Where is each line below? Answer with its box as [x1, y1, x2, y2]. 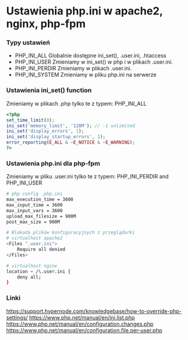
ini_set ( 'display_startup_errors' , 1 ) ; [6, 134, 106, 140]
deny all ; [17, 274, 42, 280]
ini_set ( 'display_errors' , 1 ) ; [6, 128, 84, 135]
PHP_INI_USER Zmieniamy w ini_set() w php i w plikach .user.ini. [14, 58, 173, 65]
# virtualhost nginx [6, 263, 58, 269]
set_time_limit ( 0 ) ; [6, 117, 55, 123]
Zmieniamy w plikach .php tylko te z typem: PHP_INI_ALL [6, 100, 147, 107]
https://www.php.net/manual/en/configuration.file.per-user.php [6, 326, 163, 334]
